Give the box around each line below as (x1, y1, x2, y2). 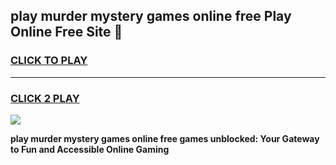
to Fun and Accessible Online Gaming (10, 143, 170, 155)
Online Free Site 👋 (10, 24, 123, 41)
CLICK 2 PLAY (10, 91, 80, 105)
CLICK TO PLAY (10, 54, 88, 68)
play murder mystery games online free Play (10, 8, 292, 25)
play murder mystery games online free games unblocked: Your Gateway (10, 132, 320, 144)
